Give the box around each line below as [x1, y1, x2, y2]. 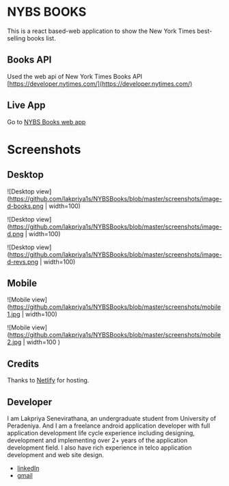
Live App [7, 100, 46, 111]
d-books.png [7, 202, 44, 210]
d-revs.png [7, 257, 39, 266]
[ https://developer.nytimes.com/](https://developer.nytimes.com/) [7, 80, 193, 88]
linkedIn [16, 464, 40, 472]
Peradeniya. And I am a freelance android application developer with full [7, 421, 211, 430]
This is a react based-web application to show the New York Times [7, 27, 196, 35]
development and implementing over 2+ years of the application [7, 437, 188, 444]
